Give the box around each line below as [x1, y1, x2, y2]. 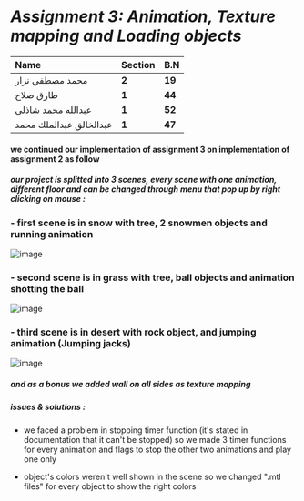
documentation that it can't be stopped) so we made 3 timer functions [23, 434, 287, 445]
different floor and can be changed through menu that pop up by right [10, 184, 281, 195]
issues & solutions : [10, 402, 86, 413]
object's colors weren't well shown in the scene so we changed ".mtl [23, 471, 281, 482]
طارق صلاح [15, 88, 58, 101]
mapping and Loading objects [10, 25, 242, 46]
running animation [10, 227, 94, 240]
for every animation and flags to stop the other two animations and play [23, 444, 292, 455]
